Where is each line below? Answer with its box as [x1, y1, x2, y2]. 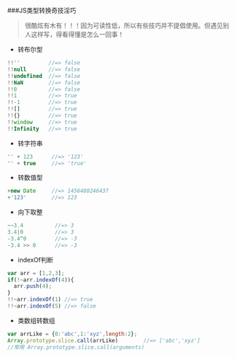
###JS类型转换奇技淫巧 [7, 6, 76, 14]
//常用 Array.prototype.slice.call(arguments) [7, 343, 145, 351]
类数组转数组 [17, 316, 55, 325]
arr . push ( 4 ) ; [13, 283, 52, 290]
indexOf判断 [17, 255, 54, 264]
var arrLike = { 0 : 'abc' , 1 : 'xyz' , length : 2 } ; [7, 330, 138, 337]
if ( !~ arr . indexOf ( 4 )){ [7, 276, 74, 284]
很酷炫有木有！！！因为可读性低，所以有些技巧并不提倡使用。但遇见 [24, 21, 223, 30]
